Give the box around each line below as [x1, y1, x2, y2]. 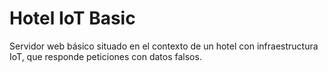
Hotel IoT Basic [9, 7, 136, 30]
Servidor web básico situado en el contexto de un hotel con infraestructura [9, 40, 319, 52]
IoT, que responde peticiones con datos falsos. [9, 50, 202, 62]
